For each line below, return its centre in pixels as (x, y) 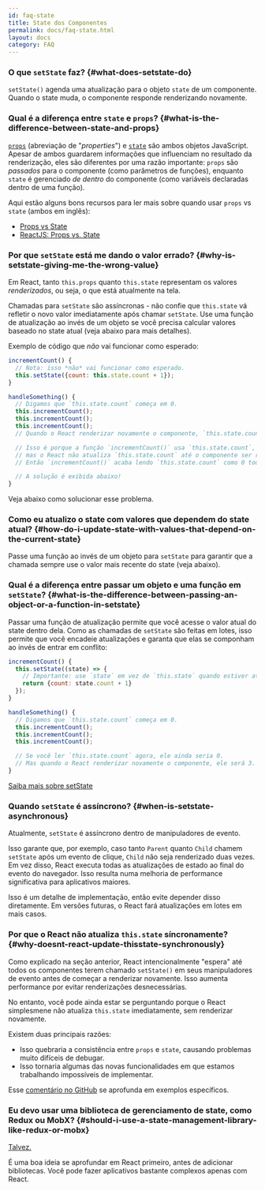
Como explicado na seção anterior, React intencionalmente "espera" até (125, 961)
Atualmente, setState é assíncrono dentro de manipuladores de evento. (124, 834)
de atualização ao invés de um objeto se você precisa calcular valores (122, 323)
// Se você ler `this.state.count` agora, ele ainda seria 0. (119, 756)
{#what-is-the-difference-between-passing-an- (143, 595)
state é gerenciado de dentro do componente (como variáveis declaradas (128, 179)
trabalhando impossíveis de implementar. (86, 1074)
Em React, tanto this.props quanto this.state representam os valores (123, 282)
